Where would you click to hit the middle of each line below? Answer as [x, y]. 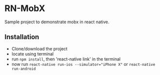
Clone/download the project [40, 48]
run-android [24, 69]
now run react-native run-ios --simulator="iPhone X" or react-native [83, 64]
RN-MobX [25, 8]
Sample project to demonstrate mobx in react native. [57, 22]
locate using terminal [32, 54]
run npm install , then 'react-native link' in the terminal [66, 59]
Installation [22, 37]
